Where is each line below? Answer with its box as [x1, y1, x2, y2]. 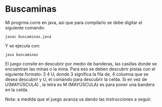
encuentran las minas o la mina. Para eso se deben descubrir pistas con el [5, 66, 156, 72]
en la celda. [5, 86, 28, 92]
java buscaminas [5, 52, 38, 57]
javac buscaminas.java [5, 34, 52, 39]
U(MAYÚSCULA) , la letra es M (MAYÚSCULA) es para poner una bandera [5, 82, 155, 87]
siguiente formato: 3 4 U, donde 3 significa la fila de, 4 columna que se [5, 71, 149, 77]
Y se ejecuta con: [5, 43, 41, 48]
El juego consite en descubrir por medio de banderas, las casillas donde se [5, 61, 157, 66]
